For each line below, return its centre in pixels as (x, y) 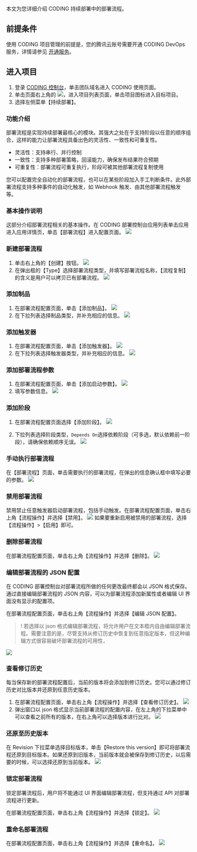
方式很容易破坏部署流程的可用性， (67, 640)
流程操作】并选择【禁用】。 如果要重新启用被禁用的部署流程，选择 (104, 518)
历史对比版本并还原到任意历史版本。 (50, 690)
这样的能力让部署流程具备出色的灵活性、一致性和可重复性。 (88, 139)
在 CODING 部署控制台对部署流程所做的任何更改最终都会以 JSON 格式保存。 (98, 586)
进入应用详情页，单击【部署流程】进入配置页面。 (65, 232)
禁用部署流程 (24, 496)
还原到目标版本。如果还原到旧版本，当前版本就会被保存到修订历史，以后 (98, 755)
